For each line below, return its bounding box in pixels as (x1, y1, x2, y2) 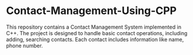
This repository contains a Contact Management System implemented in (6, 23, 181, 30)
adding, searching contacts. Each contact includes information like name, (6, 36, 184, 43)
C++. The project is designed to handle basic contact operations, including (6, 29, 188, 36)
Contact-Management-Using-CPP (6, 4, 177, 18)
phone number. (6, 42, 43, 49)
